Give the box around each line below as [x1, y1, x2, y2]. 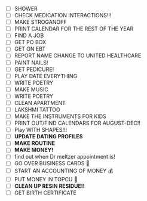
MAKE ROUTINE [14, 140, 55, 147]
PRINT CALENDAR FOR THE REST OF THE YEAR [14, 25, 134, 32]
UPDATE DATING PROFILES [14, 133, 83, 140]
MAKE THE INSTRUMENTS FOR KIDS [14, 113, 107, 120]
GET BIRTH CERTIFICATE [14, 189, 77, 196]
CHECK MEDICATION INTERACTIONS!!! [14, 12, 112, 19]
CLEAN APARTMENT [14, 99, 66, 106]
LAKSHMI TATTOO [14, 106, 60, 113]
